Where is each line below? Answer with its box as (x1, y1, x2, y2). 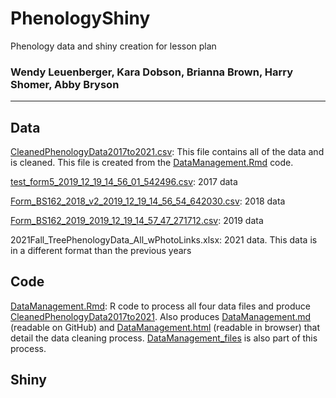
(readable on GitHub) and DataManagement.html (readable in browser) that (10, 321, 321, 333)
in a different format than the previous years (10, 245, 192, 257)
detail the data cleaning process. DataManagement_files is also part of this (10, 332, 318, 344)
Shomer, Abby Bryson (10, 77, 120, 91)
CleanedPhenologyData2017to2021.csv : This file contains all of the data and (10, 146, 325, 158)
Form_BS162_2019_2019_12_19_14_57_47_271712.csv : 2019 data (10, 215, 264, 227)
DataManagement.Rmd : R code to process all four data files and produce (10, 300, 311, 312)
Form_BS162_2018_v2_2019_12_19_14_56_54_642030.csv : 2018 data (10, 195, 286, 207)
